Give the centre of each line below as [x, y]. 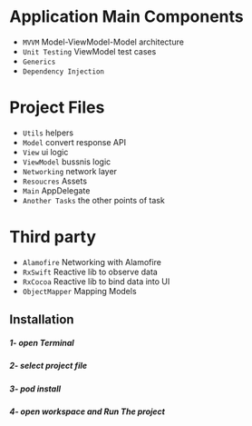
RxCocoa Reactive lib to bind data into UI [96, 281]
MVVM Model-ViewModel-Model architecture [103, 42]
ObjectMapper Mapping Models [80, 291]
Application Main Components [126, 17]
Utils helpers [48, 133]
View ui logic [45, 152]
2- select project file [48, 366]
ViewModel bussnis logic [67, 162]
